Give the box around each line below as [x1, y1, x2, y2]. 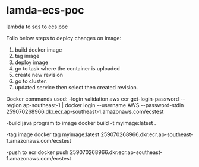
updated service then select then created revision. [14, 83, 138, 91]
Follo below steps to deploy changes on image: [6, 34, 122, 41]
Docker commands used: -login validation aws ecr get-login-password [6, 95, 179, 102]
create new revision [14, 71, 64, 78]
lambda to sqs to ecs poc [6, 23, 68, 30]
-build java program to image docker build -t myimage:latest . [6, 119, 156, 126]
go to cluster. [14, 78, 48, 85]
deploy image [14, 59, 49, 66]
